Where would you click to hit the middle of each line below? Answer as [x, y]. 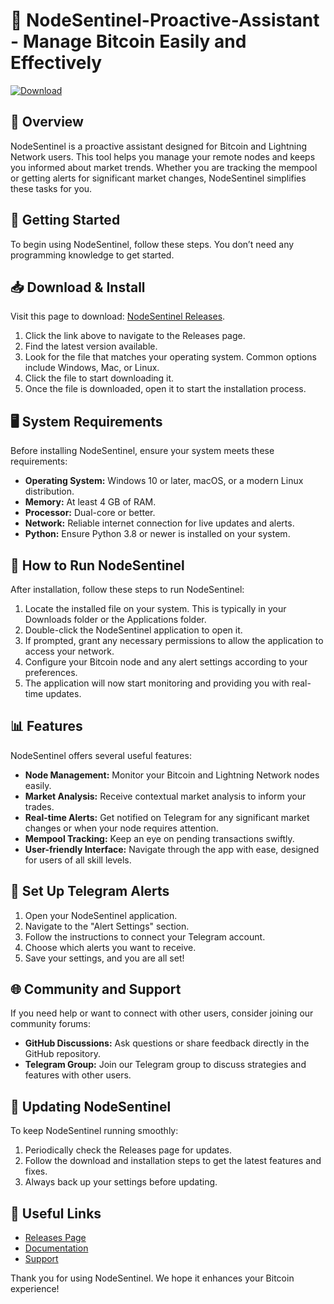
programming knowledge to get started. [92, 255]
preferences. [51, 672]
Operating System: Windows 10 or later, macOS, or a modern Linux [164, 481]
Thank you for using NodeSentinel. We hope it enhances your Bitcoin [152, 1278]
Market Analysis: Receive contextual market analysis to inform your [165, 796]
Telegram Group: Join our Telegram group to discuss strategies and [165, 1065]
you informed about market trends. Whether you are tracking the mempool [164, 167]
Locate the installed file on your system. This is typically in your [155, 608]
